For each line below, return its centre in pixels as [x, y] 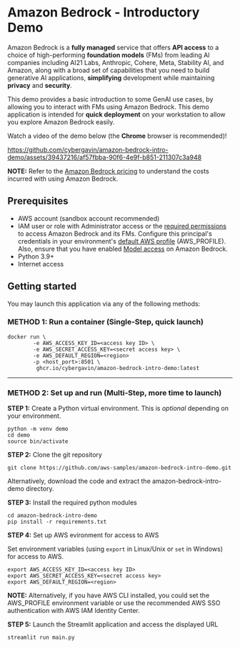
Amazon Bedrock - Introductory [104, 13]
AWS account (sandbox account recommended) [89, 218]
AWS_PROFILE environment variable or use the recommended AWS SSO [114, 603]
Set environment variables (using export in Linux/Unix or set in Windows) [115, 549]
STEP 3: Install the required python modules [72, 503]
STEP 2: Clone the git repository [55, 455]
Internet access [41, 264]
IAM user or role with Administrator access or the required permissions [122, 226]
